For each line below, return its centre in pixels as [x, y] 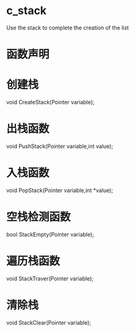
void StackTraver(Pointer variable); [50, 278]
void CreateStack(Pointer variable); [50, 102]
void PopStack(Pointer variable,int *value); [60, 190]
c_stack [27, 11]
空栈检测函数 [39, 217]
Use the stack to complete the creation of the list [68, 28]
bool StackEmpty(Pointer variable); [50, 234]
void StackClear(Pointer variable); [49, 322]
